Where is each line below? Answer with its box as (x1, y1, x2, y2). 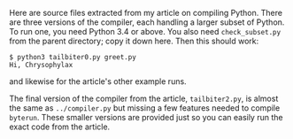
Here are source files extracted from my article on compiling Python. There (9, 8, 283, 18)
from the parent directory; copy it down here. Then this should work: (9, 35, 259, 46)
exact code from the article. (9, 121, 111, 132)
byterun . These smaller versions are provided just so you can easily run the (9, 112, 283, 122)
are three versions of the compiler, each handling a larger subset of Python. (9, 17, 285, 27)
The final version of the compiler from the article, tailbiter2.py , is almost (9, 93, 279, 104)
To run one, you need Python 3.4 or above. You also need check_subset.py (9, 27, 281, 36)
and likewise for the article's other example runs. (9, 76, 188, 87)
